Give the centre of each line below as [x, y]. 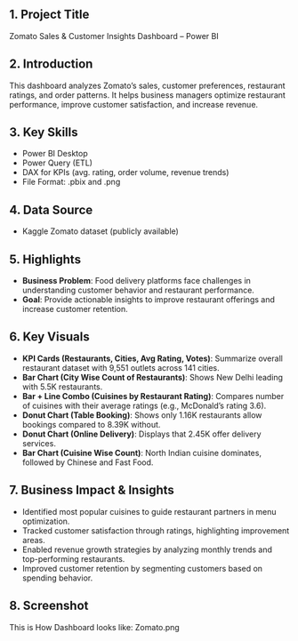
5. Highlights [45, 259]
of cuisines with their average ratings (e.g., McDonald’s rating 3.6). [144, 405]
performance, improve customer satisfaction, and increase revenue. [134, 104]
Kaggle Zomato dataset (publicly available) [101, 231]
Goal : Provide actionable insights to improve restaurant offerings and [149, 300]
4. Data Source [51, 209]
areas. [34, 540]
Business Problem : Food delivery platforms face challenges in [137, 281]
